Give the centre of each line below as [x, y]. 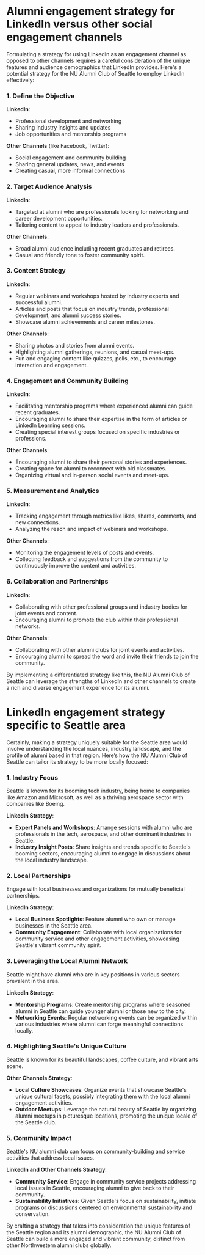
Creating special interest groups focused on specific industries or [97, 432]
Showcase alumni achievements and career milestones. [85, 321]
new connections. [38, 522]
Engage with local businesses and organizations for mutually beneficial [95, 889]
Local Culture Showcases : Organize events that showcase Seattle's [101, 1089]
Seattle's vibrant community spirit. [58, 945]
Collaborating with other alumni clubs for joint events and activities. [100, 649]
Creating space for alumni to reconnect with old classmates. [91, 469]
